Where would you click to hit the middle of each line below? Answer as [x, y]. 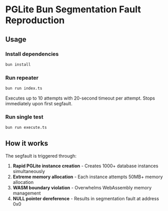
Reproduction [35, 20]
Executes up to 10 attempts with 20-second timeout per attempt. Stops [80, 98]
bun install [18, 64]
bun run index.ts [24, 88]
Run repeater [22, 78]
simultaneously [29, 171]
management [27, 193]
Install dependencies [32, 54]
